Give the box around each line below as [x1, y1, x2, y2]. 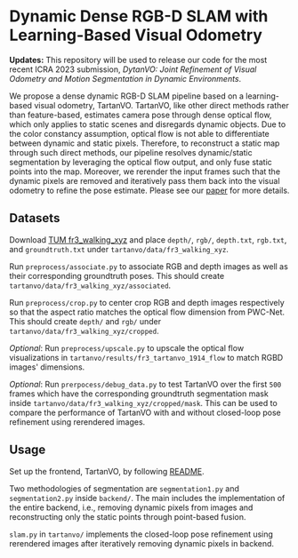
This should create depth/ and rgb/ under [9, 315, 162, 326]
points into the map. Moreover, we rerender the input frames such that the [9, 166, 281, 177]
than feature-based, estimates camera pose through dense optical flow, [9, 109, 272, 120]
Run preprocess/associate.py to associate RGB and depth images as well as [9, 260, 289, 272]
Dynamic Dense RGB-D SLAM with [9, 6, 269, 27]
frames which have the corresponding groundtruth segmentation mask [9, 388, 269, 399]
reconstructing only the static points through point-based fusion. [9, 511, 246, 522]
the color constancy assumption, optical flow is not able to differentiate [9, 128, 270, 139]
